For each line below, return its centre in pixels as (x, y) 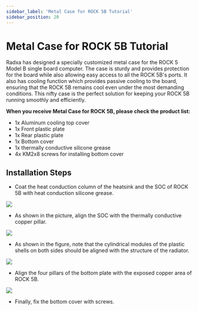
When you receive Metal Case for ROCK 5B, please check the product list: (98, 111)
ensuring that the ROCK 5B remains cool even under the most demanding (95, 87)
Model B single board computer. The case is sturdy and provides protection (98, 69)
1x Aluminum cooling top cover (52, 123)
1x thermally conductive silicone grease (62, 148)
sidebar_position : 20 (33, 17)
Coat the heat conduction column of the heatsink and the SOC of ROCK (101, 187)
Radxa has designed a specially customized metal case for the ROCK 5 (92, 62)
